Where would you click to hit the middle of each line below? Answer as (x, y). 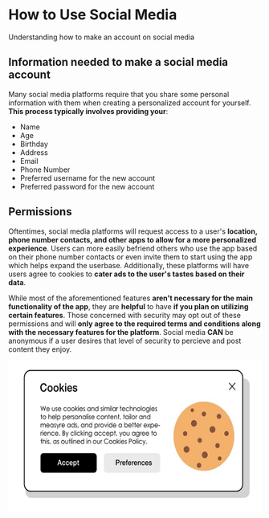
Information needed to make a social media (118, 62)
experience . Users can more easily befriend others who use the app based (133, 248)
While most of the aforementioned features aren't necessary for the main (130, 298)
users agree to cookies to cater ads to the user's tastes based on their (126, 274)
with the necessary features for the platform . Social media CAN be (121, 332)
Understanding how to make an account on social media (102, 37)
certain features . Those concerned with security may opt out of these (124, 315)
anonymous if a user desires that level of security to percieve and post (125, 341)
